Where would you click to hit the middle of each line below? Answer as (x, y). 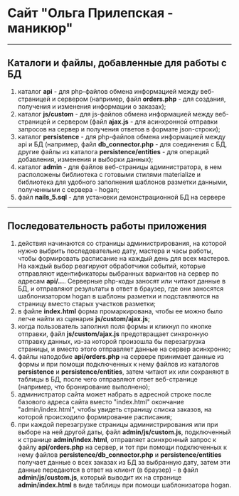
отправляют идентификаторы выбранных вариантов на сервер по (118, 273)
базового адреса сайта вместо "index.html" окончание (101, 401)
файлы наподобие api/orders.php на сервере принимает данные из (121, 356)
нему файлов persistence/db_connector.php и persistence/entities (119, 454)
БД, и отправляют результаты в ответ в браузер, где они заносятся (121, 289)
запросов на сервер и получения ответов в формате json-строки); (119, 129)
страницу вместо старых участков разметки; (87, 303)
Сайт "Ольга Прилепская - (90, 13)
